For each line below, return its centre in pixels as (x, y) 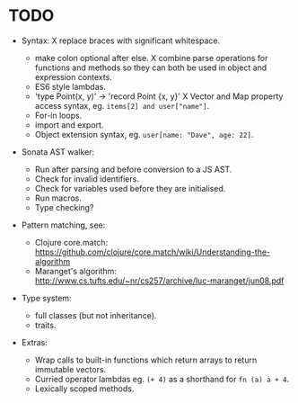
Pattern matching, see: (63, 225)
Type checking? (64, 207)
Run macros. (58, 198)
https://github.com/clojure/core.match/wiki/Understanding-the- (153, 252)
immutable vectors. (70, 369)
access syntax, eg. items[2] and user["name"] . (122, 105)
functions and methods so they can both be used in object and (151, 67)
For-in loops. (58, 115)
